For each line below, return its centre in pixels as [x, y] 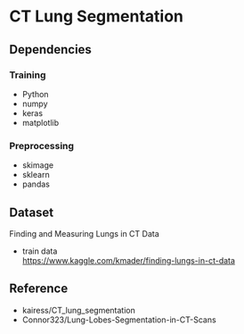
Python [35, 94]
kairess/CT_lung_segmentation [78, 310]
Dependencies [50, 50]
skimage [38, 165]
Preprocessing [41, 146]
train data [40, 251]
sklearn [36, 175]
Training [28, 75]
